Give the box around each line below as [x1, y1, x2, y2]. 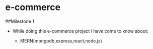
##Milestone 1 [5, 18, 34, 24]
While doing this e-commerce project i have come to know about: [12, 28, 148, 34]
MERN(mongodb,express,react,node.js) [20, 37, 102, 44]
